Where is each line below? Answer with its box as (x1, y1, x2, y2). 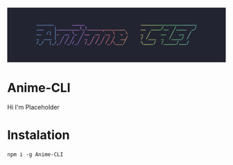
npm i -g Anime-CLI (7, 150, 64, 158)
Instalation (7, 128, 70, 143)
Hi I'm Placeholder (7, 103, 60, 111)
